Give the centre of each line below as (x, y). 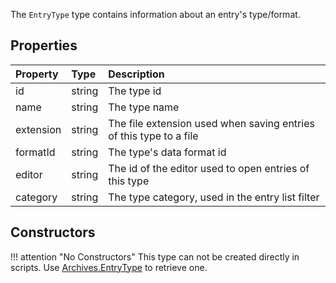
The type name (144, 107)
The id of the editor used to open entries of (209, 168)
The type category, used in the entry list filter (214, 197)
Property (37, 74)
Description (136, 74)
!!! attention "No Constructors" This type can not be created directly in (155, 256)
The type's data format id (167, 152)
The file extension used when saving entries (211, 123)
